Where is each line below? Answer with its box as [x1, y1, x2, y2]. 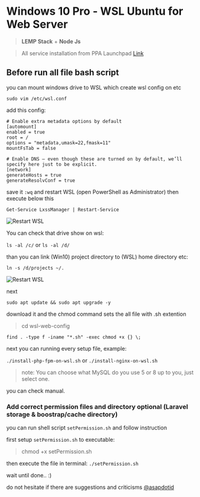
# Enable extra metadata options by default [6, 118, 122, 124]
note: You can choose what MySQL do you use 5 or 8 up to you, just [21, 369, 194, 376]
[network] [6, 166, 32, 173]
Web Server [6, 17, 68, 31]
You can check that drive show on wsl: [6, 229, 104, 237]
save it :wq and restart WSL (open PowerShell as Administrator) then [6, 188, 179, 195]
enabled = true [6, 129, 45, 135]
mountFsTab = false [6, 145, 56, 151]
